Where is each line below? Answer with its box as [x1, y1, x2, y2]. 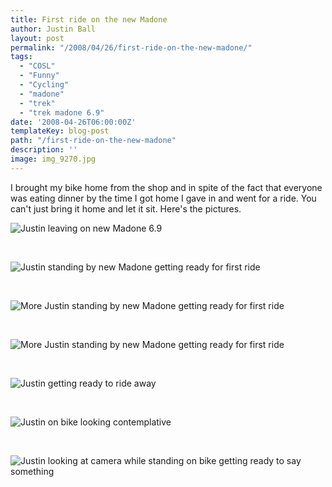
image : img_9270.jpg [10, 154, 97, 164]
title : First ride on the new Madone [10, 14, 168, 25]
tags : [10, 52, 33, 62]
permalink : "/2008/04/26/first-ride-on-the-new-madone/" [10, 42, 253, 53]
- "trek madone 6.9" [19, 107, 105, 118]
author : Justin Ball [10, 24, 97, 34]
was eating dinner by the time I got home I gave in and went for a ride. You [10, 192, 317, 204]
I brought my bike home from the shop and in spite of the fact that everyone [10, 181, 323, 193]
